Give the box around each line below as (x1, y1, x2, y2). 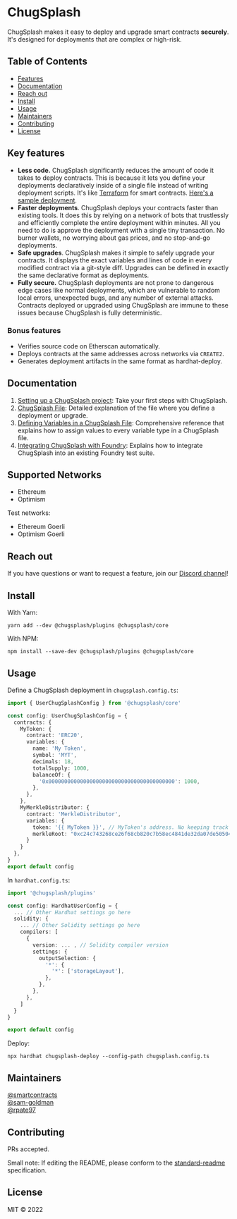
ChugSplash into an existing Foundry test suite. (17, 449, 155, 457)
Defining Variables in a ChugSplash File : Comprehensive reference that (17, 418, 224, 427)
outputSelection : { (38, 954, 97, 962)
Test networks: (7, 509, 51, 517)
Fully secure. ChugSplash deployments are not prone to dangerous (17, 278, 214, 286)
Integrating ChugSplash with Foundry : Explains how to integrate (17, 441, 203, 449)
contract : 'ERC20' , (25, 732, 83, 739)
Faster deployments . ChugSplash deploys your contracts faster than (17, 203, 219, 212)
